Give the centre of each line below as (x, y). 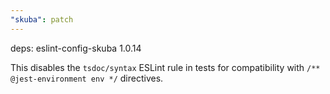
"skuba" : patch (42, 19)
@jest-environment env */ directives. (87, 78)
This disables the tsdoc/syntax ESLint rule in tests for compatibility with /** (165, 67)
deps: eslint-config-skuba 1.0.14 (76, 48)
